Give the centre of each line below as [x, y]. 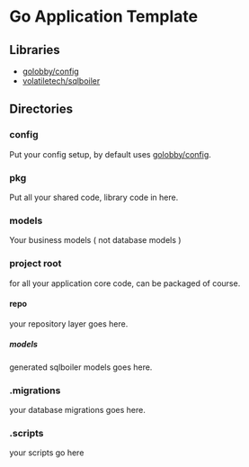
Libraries [35, 50]
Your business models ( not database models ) [95, 240]
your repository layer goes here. [69, 323]
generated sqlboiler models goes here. [81, 367]
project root [36, 264]
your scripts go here [47, 453]
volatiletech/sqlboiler [61, 81]
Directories [41, 109]
